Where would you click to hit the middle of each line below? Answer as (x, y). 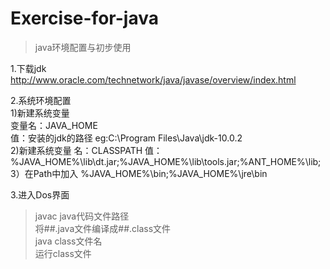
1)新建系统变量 (40, 113)
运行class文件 (63, 253)
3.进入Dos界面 (40, 194)
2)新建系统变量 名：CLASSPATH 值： (86, 150)
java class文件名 (68, 241)
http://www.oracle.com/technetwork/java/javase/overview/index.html (153, 79)
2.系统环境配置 (41, 100)
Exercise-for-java (84, 18)
